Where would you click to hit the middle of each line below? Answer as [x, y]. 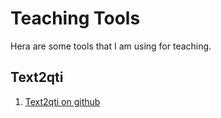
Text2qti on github [62, 101]
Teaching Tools [75, 18]
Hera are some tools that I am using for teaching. [111, 46]
